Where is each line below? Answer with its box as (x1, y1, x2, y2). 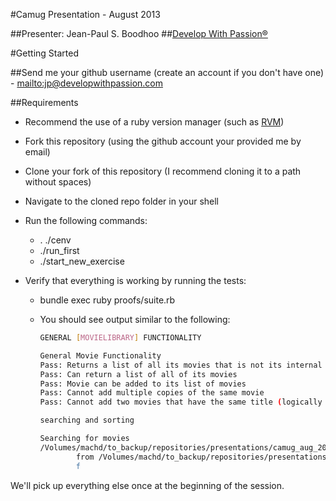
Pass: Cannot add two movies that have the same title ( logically (39, 397, 323, 408)
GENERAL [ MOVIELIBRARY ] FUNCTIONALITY (39, 333, 202, 343)
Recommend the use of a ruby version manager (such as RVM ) (24, 116, 285, 128)
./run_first (39, 245, 80, 256)
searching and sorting (39, 415, 135, 426)
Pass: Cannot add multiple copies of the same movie (39, 388, 265, 398)
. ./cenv (39, 234, 72, 246)
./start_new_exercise (39, 255, 125, 267)
